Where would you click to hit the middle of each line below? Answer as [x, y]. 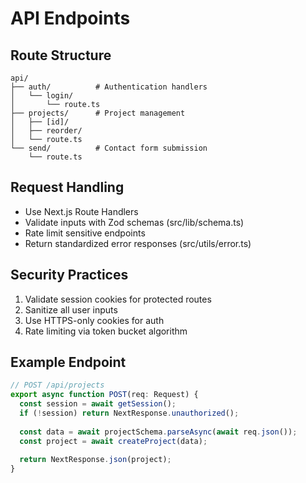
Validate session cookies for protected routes [118, 299]
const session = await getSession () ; [98, 404]
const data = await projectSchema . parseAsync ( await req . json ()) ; [158, 432]
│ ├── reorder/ [46, 131]
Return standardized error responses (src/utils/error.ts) [138, 243]
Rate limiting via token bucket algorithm [106, 331]
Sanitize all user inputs [71, 309]
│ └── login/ [42, 96]
